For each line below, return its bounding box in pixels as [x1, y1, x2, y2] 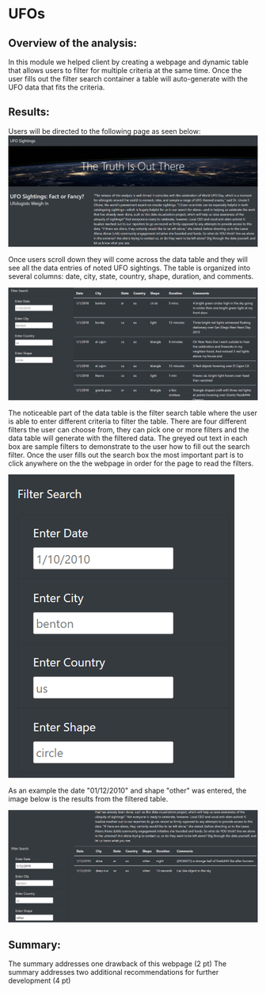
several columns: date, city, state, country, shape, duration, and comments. [8, 272, 254, 281]
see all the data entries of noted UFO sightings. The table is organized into [8, 263, 251, 273]
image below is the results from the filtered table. [8, 794, 169, 804]
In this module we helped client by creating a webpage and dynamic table [8, 57, 249, 67]
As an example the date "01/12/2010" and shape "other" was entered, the [8, 786, 247, 796]
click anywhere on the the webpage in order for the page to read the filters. [8, 458, 254, 468]
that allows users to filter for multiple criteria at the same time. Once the [8, 66, 242, 75]
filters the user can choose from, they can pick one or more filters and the [8, 425, 249, 435]
